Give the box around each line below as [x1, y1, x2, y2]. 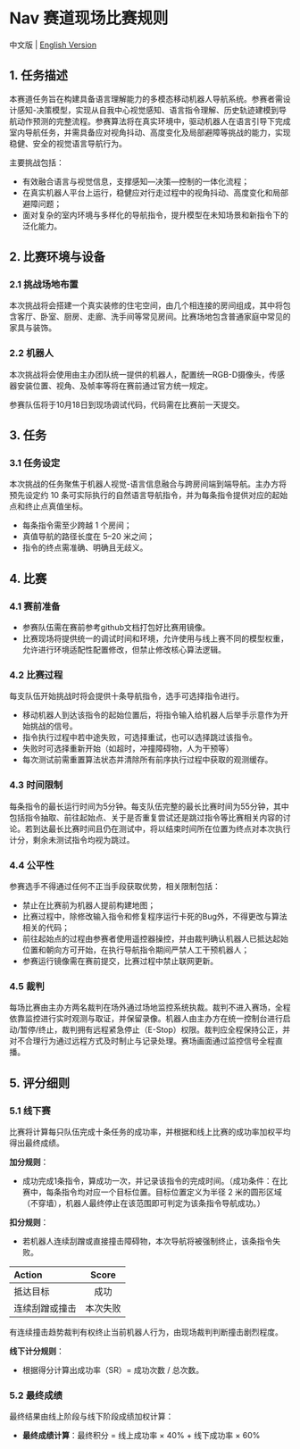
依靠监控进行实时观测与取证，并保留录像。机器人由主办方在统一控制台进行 [9, 1013, 283, 1024]
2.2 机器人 [9, 347, 54, 360]
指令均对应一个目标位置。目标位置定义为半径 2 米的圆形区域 [61, 1187, 283, 1197]
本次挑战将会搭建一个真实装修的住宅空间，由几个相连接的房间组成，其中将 [9, 300, 283, 311]
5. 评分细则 [9, 1075, 70, 1090]
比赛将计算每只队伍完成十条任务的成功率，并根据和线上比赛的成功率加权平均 [9, 1126, 291, 1137]
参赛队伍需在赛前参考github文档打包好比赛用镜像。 [21, 622, 211, 633]
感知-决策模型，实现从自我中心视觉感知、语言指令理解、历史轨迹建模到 [16, 104, 279, 115]
